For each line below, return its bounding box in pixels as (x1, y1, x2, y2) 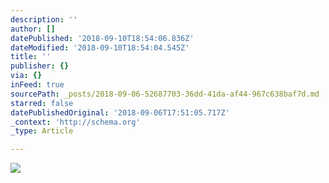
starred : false (10, 98, 74, 108)
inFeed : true (10, 80, 65, 90)
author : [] (10, 24, 56, 34)
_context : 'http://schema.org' (10, 117, 141, 127)
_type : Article (10, 126, 74, 136)
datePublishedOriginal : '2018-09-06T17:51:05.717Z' (10, 107, 230, 118)
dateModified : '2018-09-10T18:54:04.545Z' (10, 42, 190, 53)
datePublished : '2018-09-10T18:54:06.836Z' (10, 33, 195, 43)
